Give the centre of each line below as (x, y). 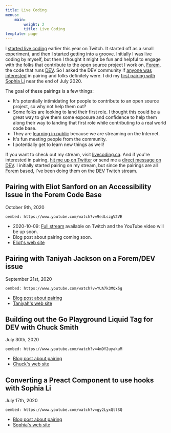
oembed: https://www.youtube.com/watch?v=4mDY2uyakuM (64, 349)
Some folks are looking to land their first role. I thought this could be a (86, 112)
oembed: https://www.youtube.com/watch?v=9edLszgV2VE (64, 217)
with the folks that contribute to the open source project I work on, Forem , (83, 65)
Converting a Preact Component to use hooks (80, 380)
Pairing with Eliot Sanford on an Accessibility (78, 187)
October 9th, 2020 (25, 207)
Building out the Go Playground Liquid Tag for (79, 319)
